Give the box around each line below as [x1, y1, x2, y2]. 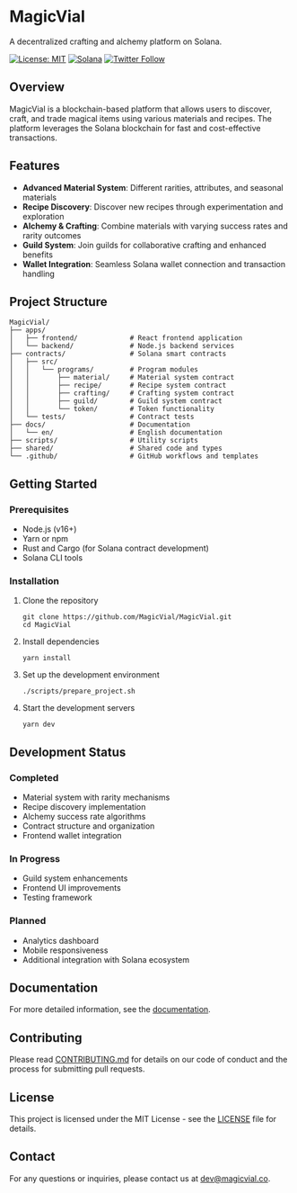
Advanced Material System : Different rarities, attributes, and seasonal [22, 182, 284, 193]
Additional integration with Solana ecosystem [22, 954, 190, 964]
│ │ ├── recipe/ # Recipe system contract [9, 381, 227, 390]
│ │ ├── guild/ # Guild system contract [9, 397, 223, 406]
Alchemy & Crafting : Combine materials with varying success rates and [22, 220, 289, 231]
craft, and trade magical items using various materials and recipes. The [9, 112, 272, 123]
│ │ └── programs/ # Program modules [9, 365, 199, 374]
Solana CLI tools [22, 552, 83, 563]
